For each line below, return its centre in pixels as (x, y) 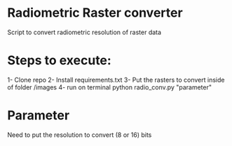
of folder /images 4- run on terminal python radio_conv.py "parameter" (110, 87)
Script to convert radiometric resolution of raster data (84, 32)
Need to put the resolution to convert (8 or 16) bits (80, 135)
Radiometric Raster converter (95, 13)
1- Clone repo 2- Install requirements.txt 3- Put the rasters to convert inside (116, 80)
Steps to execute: (60, 60)
